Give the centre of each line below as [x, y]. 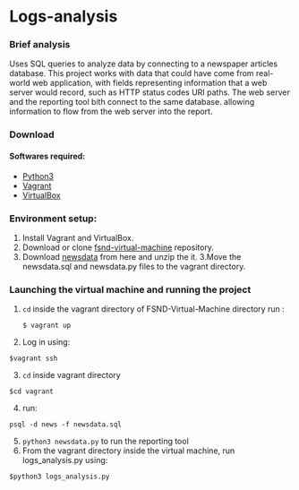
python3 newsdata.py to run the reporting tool [106, 442]
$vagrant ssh [34, 359]
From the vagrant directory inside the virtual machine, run [128, 451]
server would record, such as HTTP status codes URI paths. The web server [150, 92]
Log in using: [46, 342]
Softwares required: [47, 156]
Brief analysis [40, 45]
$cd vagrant [31, 391]
